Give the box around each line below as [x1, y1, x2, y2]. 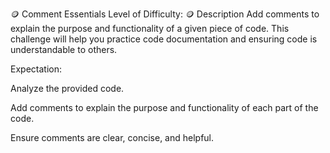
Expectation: [10, 63, 62, 75]
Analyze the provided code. [10, 83, 125, 94]
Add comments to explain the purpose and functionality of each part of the [10, 102, 319, 113]
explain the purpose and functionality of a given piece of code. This [10, 23, 290, 34]
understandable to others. [10, 44, 118, 55]
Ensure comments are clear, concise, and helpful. [10, 132, 215, 143]
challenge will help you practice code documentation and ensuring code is [10, 33, 318, 45]
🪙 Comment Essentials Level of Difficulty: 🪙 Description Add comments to [10, 8, 320, 20]
